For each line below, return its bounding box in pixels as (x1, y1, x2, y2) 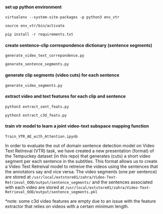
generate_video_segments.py (5, 83, 63, 88)
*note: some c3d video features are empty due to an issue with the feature (5, 198, 156, 204)
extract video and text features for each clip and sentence (5, 93, 126, 99)
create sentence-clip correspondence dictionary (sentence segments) (5, 42, 152, 48)
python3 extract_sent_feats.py (5, 104, 69, 109)
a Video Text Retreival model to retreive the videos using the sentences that (5, 163, 158, 169)
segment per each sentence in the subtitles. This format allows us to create (5, 159, 158, 164)
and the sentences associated (92, 179, 153, 185)
